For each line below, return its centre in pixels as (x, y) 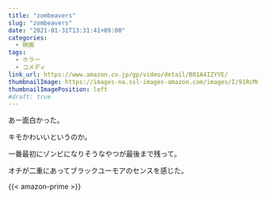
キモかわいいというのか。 (50, 137)
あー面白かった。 (36, 121)
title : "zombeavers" (42, 15)
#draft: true (30, 97)
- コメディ (30, 67)
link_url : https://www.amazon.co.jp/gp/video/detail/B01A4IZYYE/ (118, 75)
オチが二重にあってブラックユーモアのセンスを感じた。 (98, 170)
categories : (28, 38)
